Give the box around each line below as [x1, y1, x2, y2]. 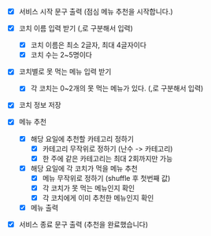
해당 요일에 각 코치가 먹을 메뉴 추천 [30, 164, 139, 173]
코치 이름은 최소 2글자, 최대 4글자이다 [30, 40, 147, 50]
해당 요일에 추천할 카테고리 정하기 [30, 134, 135, 143]
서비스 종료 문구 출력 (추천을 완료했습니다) [18, 219, 149, 229]
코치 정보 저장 [18, 101, 61, 110]
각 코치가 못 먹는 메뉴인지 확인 [42, 183, 135, 193]
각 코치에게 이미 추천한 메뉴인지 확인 [42, 193, 154, 202]
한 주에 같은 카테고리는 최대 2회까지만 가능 [42, 153, 173, 163]
